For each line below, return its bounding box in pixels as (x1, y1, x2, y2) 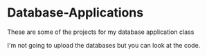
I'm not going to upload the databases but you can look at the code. (7, 41, 201, 49)
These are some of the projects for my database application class (7, 28, 195, 36)
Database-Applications (7, 5, 144, 21)
